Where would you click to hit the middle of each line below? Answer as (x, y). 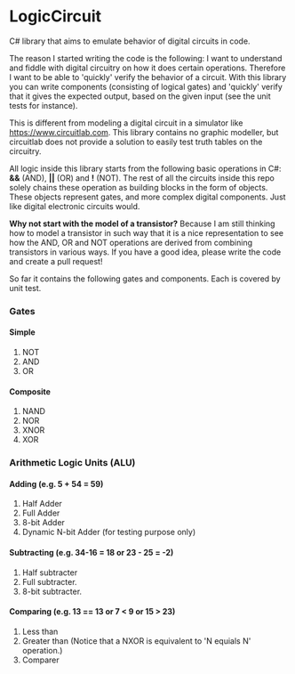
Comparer (40, 660)
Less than (40, 631)
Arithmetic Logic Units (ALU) (72, 463)
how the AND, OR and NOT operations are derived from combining (131, 242)
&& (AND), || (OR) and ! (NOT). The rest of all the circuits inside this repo (142, 178)
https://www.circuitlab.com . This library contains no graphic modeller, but (144, 132)
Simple (22, 332)
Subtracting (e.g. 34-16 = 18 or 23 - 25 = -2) (92, 552)
